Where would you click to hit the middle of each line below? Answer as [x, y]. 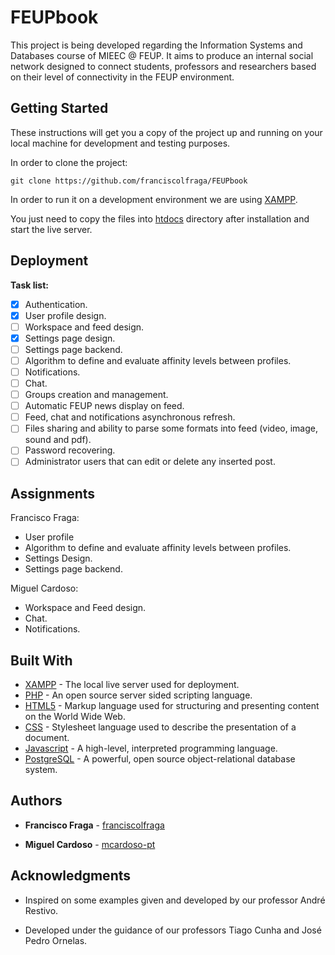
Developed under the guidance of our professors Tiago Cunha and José [173, 930]
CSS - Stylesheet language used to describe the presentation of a [160, 727]
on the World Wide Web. [75, 717]
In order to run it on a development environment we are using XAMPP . [154, 199]
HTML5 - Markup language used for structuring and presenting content [172, 706]
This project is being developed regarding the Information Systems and [156, 45]
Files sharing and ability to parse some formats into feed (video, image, [171, 428]
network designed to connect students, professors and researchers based [163, 66]
